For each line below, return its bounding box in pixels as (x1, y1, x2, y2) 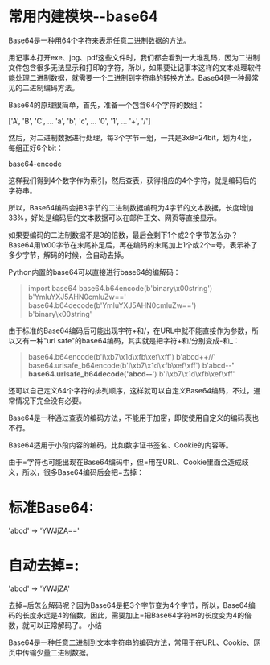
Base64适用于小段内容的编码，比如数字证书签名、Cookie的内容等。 (8, 440, 233, 450)
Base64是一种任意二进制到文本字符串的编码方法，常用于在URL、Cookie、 (8, 638, 254, 647)
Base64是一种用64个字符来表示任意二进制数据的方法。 (8, 35, 191, 45)
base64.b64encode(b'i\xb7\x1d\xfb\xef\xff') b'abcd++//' (27, 351, 216, 361)
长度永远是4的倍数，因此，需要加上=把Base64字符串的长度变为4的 (22, 610, 245, 620)
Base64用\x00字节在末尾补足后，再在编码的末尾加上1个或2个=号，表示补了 (8, 239, 259, 250)
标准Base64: (8, 499, 94, 517)
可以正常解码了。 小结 (29, 620, 102, 630)
